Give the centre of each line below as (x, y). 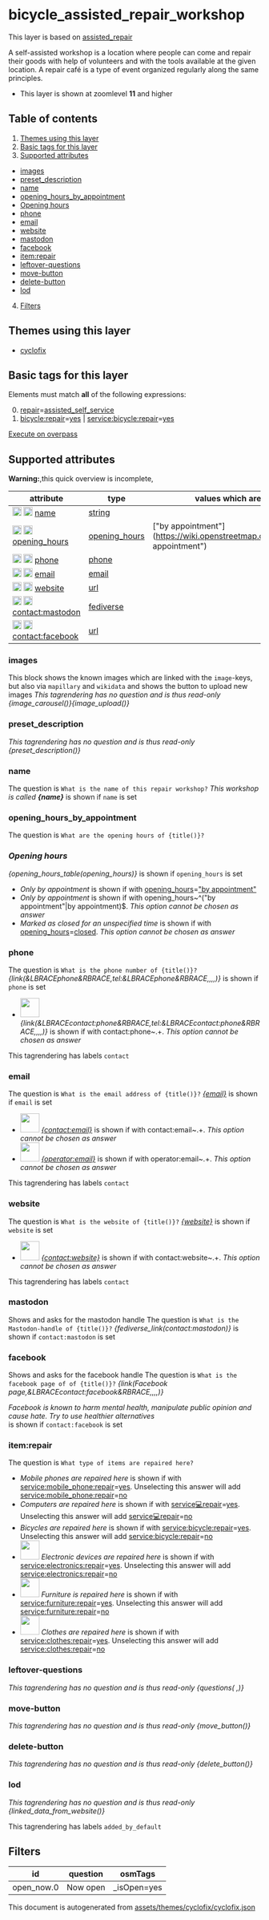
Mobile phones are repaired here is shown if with (100, 1478)
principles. (26, 78)
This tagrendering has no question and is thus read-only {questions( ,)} (126, 1687)
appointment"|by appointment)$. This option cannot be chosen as (129, 906)
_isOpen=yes (138, 1888)
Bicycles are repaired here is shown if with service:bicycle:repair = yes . (135, 1528)
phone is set (27, 986)
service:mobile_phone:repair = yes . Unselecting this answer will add (130, 1487)
